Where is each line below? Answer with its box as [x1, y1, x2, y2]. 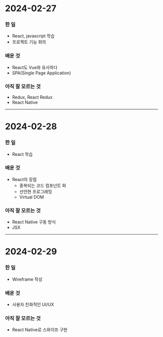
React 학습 [12, 151, 33, 157]
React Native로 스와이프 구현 [12, 327, 68, 333]
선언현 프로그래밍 [19, 188, 52, 194]
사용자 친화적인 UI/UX [12, 302, 54, 307]
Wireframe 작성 [12, 276, 43, 282]
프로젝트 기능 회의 [12, 39, 46, 45]
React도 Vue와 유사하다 [12, 64, 58, 70]
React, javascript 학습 [12, 33, 55, 39]
